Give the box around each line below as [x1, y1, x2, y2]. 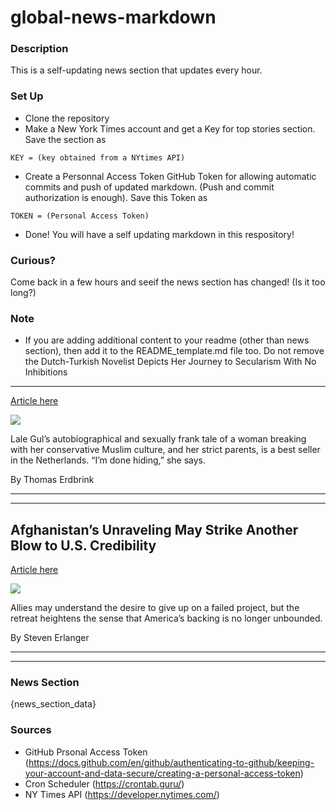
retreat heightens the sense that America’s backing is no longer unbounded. [10, 612, 323, 625]
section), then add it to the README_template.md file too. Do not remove [24, 345, 325, 357]
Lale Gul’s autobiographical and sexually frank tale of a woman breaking [10, 433, 307, 445]
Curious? [10, 253, 56, 267]
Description [10, 42, 69, 56]
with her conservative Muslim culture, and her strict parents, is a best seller [10, 444, 321, 456]
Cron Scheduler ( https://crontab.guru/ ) [24, 777, 185, 790]
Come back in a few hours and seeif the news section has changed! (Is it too [10, 276, 326, 288]
